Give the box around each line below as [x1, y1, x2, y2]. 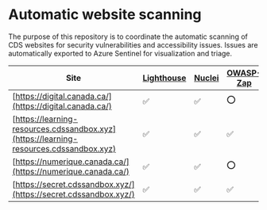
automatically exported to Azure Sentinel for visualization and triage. [8, 48, 233, 58]
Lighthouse [142, 72, 187, 83]
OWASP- [226, 67, 262, 78]
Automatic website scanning [8, 6, 202, 24]
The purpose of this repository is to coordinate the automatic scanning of [8, 32, 248, 41]
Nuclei [194, 72, 219, 83]
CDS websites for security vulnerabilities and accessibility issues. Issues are [8, 40, 258, 49]
